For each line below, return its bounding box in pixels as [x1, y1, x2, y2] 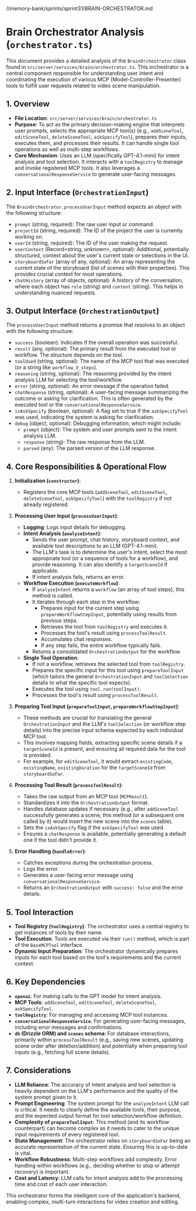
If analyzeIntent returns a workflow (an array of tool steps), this [32, 586, 185, 593]
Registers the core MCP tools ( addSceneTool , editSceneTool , [23, 489, 167, 496]
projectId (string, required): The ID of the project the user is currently [14, 227, 183, 234]
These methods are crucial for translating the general [23, 714, 152, 722]
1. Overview [6, 99, 50, 109]
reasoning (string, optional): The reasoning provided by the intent [14, 370, 172, 377]
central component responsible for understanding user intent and [6, 70, 164, 77]
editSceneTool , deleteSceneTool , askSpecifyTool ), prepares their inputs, [14, 133, 187, 140]
